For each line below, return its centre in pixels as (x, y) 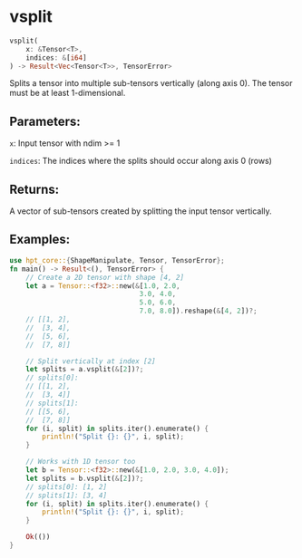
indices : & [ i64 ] (57, 58)
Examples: (40, 240)
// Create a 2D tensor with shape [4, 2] (105, 277)
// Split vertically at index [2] (91, 361)
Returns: (34, 189)
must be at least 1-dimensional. (68, 93)
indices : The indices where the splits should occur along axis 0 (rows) (141, 161)
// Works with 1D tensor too (81, 462)
